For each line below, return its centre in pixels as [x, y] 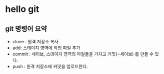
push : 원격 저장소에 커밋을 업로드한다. [50, 66]
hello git [22, 9]
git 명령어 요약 [26, 29]
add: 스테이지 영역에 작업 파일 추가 [46, 48]
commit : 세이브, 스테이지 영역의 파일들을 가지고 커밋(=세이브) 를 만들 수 [83, 54]
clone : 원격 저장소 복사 [35, 41]
